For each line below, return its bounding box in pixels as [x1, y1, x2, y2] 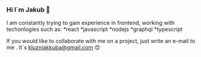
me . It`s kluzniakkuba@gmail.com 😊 [6, 44, 100, 51]
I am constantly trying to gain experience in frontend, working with [6, 19, 175, 27]
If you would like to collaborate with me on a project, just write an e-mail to [6, 38, 195, 45]
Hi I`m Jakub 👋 [6, 5, 50, 14]
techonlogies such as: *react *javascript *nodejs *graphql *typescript [6, 25, 183, 33]
